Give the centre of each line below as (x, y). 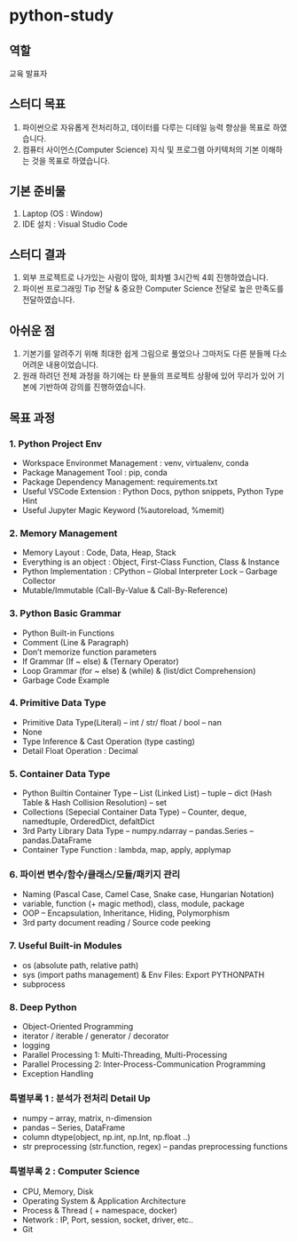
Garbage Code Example (66, 680)
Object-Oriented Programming (78, 1027)
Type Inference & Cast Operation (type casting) (108, 741)
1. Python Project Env (56, 444)
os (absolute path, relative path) (80, 965)
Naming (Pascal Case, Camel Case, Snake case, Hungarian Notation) (148, 894)
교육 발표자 (28, 73)
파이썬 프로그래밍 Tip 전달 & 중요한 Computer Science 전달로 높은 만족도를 (153, 289)
